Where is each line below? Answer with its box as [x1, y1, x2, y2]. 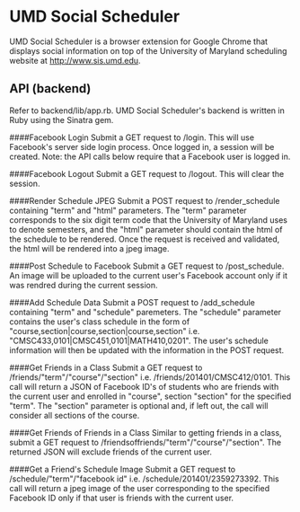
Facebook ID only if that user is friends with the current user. [9, 492, 234, 503]
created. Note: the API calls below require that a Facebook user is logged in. [9, 151, 291, 162]
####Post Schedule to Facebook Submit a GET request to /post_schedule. [9, 260, 285, 271]
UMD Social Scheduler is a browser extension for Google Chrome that [9, 36, 268, 47]
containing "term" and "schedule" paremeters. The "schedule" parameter [9, 306, 281, 317]
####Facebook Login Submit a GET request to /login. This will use [9, 132, 254, 143]
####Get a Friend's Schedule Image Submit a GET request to [9, 463, 236, 474]
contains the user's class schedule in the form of [9, 316, 190, 327]
